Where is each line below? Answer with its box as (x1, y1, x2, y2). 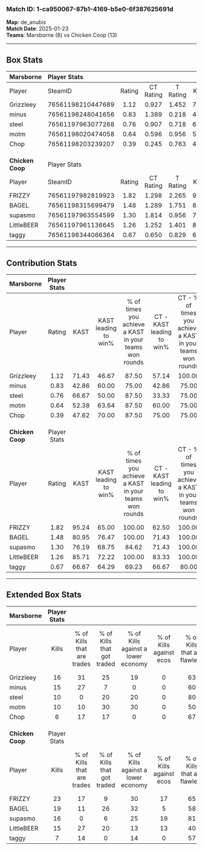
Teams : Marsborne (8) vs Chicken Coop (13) (6, 32, 118, 39)
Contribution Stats (6, 258, 77, 268)
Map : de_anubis (6, 19, 47, 26)
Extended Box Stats (6, 590, 82, 600)
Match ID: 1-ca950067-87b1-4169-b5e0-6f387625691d (6, 5, 173, 13)
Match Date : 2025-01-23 (6, 25, 69, 32)
